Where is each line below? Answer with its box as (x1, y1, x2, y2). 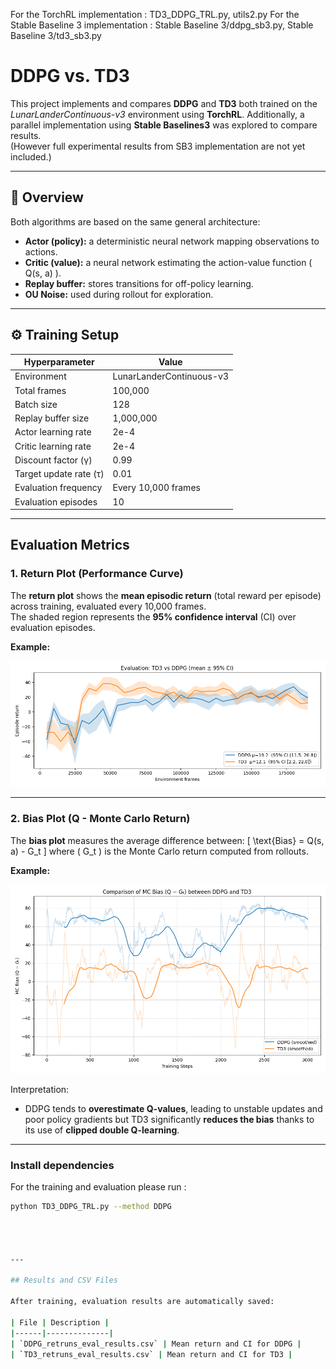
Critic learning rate (14, 440, 92, 452)
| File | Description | (10, 1317, 110, 1328)
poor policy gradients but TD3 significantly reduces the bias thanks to (24, 1114, 315, 1126)
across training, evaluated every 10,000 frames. (10, 600, 207, 612)
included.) (10, 150, 52, 163)
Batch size (14, 398, 58, 410)
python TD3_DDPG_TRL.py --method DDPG (10, 1202, 172, 1212)
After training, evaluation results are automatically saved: (10, 1297, 275, 1307)
